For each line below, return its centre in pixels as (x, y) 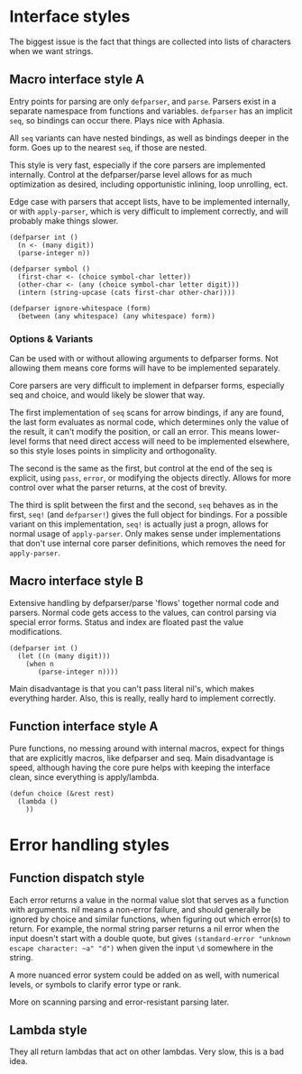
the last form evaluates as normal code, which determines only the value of (149, 422)
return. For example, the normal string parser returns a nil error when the (144, 928)
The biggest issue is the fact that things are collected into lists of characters (150, 41)
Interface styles (70, 17)
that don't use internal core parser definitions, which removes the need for (147, 544)
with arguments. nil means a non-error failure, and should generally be (141, 909)
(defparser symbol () (50, 269)
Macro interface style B (77, 581)
